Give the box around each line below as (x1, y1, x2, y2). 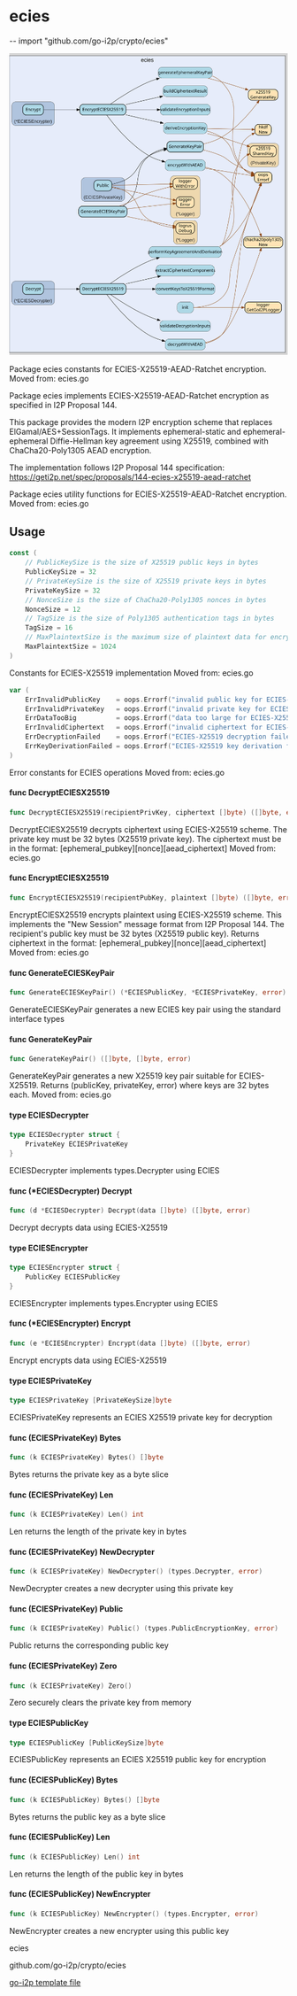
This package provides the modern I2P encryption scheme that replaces (9, 417, 273, 428)
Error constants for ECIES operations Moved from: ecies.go (9, 767, 225, 778)
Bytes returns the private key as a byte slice (9, 1469, 170, 1480)
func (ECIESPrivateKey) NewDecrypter (9, 1546, 155, 1557)
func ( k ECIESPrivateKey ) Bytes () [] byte (9, 1453, 164, 1462)
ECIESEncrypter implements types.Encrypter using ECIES (9, 1297, 218, 1308)
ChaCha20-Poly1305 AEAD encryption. (9, 445, 152, 456)
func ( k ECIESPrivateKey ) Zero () (9, 1681, 133, 1690)
